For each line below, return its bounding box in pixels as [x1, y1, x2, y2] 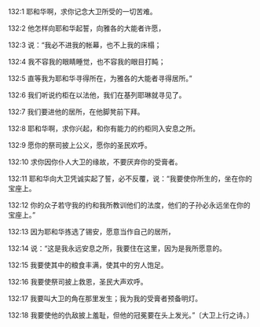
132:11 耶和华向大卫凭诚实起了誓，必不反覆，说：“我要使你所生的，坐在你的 [8, 174, 253, 183]
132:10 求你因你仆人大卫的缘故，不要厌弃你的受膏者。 [8, 157, 182, 167]
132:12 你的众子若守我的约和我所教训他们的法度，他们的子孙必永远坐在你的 [8, 200, 251, 210]
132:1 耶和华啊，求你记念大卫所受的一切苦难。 [8, 7, 157, 16]
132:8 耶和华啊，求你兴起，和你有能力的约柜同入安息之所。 [8, 124, 200, 133]
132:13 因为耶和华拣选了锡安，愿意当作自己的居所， [8, 227, 175, 236]
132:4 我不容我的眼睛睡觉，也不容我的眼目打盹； [8, 57, 166, 66]
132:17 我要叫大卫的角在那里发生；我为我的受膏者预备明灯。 [8, 294, 203, 303]
